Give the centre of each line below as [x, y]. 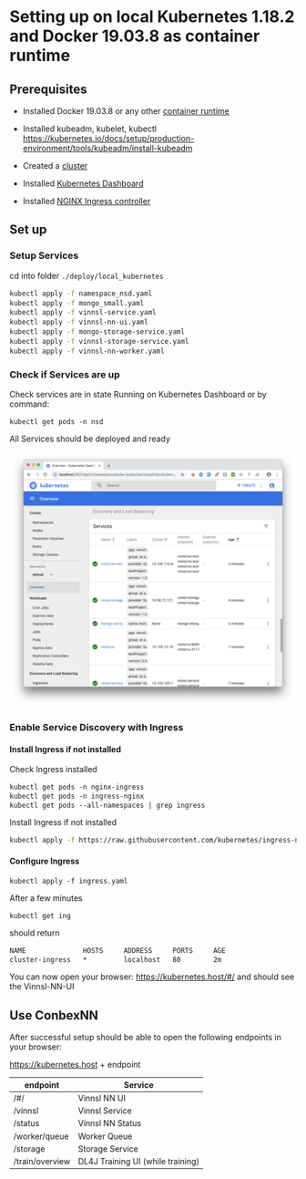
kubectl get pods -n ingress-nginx [77, 796]
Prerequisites [48, 89]
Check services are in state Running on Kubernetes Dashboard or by [138, 395]
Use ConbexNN [54, 1015]
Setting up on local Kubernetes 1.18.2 [152, 17]
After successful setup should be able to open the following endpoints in [146, 1038]
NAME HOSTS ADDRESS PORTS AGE [117, 951]
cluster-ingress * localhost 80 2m [116, 960]
